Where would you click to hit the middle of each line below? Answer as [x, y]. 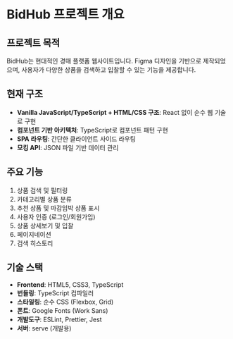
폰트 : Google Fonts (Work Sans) [62, 311]
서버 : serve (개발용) [44, 328]
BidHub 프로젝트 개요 [65, 14]
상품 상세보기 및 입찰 [45, 226]
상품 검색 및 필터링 [42, 190]
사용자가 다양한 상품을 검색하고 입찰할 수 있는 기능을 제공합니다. [109, 70]
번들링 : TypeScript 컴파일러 [55, 293]
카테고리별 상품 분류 [44, 199]
